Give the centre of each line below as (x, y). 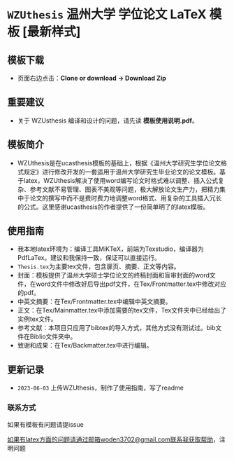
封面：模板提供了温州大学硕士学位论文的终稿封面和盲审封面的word (114, 275)
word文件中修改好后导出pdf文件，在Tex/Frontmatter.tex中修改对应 (131, 284)
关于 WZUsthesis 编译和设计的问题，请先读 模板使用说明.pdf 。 (108, 121)
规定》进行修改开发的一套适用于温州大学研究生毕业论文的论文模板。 (122, 172)
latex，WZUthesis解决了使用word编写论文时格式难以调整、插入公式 (121, 180)
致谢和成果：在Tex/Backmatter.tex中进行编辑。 (85, 345)
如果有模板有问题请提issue (45, 424)
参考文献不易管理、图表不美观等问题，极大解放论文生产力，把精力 (125, 189)
